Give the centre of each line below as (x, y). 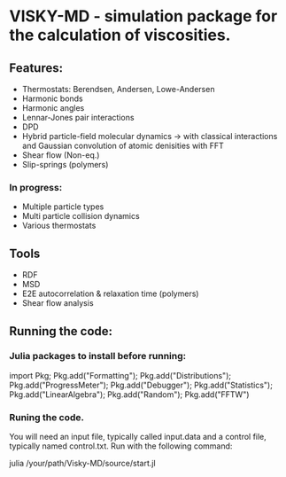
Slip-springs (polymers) (65, 164)
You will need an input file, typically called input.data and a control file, (138, 437)
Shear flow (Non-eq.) (61, 155)
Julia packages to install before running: (98, 356)
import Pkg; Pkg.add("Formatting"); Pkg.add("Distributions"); (120, 375)
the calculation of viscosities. (120, 35)
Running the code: (61, 331)
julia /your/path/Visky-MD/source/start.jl (83, 464)
